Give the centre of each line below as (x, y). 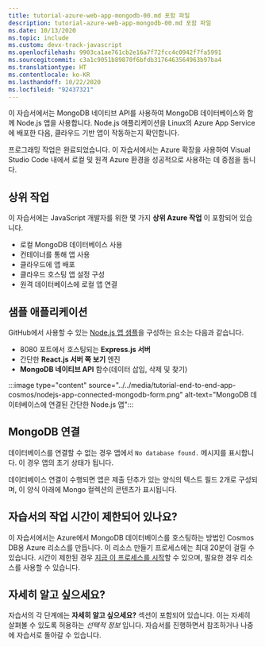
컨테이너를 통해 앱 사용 (55, 254)
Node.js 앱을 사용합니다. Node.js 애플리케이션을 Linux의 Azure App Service (136, 123)
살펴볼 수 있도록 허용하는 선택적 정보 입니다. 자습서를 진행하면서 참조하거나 (124, 626)
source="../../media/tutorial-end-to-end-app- (162, 385)
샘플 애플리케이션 (48, 312)
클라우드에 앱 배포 (47, 265)
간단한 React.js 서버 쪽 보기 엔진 (70, 359)
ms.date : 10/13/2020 (42, 30)
